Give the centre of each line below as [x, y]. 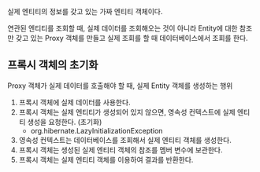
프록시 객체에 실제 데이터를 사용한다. [74, 102]
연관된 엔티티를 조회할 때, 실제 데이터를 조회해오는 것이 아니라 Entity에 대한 [123, 28]
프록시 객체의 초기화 [53, 65]
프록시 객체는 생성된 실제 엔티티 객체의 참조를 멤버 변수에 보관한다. [121, 150]
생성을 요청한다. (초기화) [65, 122]
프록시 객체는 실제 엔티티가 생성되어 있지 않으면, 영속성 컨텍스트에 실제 [127, 112]
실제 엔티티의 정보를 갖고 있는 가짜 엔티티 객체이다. [85, 11]
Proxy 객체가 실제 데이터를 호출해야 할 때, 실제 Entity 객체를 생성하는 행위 [120, 86]
